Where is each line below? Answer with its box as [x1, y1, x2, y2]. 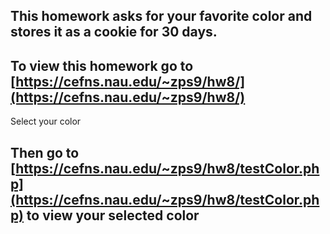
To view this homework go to [10, 57, 194, 74]
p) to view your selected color [10, 207, 200, 224]
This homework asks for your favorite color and [10, 8, 313, 25]
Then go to [10, 144, 80, 161]
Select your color [10, 115, 82, 128]
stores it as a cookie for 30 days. [10, 24, 218, 41]
